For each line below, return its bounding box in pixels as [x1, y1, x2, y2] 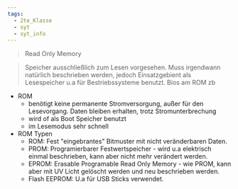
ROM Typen [17, 130, 53, 138]
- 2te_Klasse [13, 17, 53, 24]
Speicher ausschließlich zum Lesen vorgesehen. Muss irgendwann [24, 63, 221, 71]
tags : [7, 10, 23, 18]
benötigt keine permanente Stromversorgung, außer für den [28, 100, 204, 108]
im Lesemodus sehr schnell [28, 122, 109, 131]
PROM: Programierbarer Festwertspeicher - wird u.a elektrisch [28, 144, 212, 153]
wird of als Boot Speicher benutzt [28, 115, 126, 123]
